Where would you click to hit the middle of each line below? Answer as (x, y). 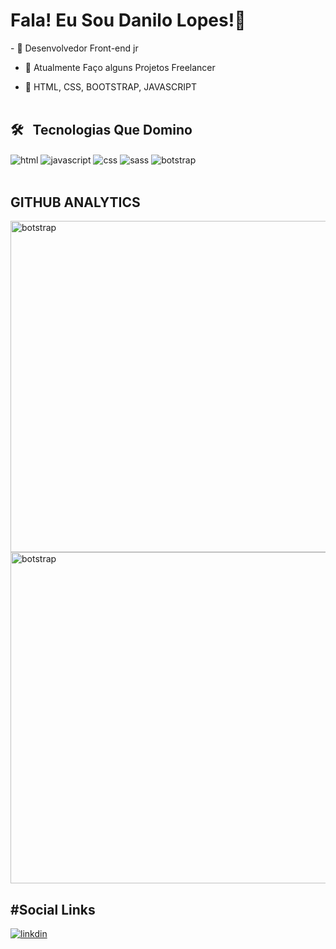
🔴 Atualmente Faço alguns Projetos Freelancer (120, 67)
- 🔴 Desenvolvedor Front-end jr (74, 48)
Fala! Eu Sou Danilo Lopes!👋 (128, 20)
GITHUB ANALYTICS (75, 202)
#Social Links (53, 909)
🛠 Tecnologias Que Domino (101, 130)
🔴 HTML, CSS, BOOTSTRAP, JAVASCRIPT (110, 86)
